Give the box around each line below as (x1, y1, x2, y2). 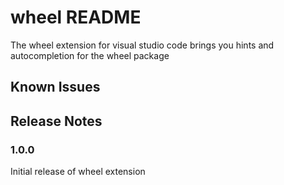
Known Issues (10, 79, 101, 96)
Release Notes (10, 112, 103, 130)
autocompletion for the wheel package (10, 49, 170, 61)
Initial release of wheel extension (10, 166, 146, 178)
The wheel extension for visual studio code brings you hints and (10, 39, 275, 51)
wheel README (10, 6, 142, 29)
